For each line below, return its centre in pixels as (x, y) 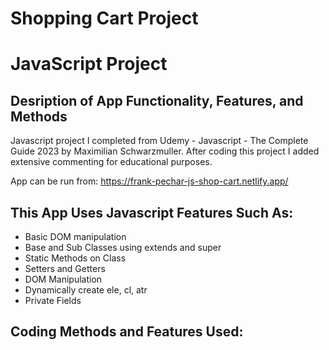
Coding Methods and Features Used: (127, 332)
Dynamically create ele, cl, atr (86, 290)
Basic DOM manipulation (75, 236)
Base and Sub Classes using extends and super (123, 247)
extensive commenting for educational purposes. (111, 162)
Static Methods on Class (75, 258)
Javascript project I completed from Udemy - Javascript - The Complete (159, 141)
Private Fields (53, 300)
